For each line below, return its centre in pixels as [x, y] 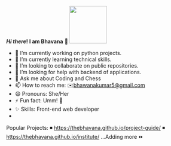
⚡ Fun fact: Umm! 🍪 [39, 101]
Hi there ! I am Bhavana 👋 [37, 41]
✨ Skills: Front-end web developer [57, 109]
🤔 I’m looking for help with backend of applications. [78, 72]
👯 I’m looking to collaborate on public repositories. [77, 66]
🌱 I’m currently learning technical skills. [63, 59]
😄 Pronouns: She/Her [42, 94]
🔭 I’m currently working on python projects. [68, 53]
